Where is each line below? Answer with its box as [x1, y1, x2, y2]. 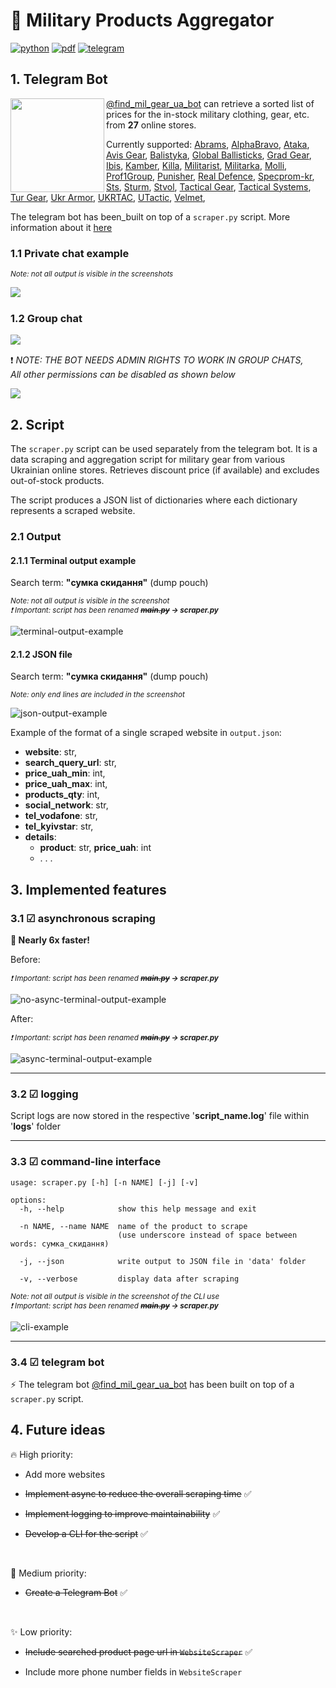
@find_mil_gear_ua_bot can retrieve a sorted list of [106, 97, 315, 109]
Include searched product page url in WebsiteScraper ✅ [24, 1645, 253, 1658]
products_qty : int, [24, 789, 100, 801]
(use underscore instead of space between [117, 1230, 298, 1240]
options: [10, 1195, 47, 1205]
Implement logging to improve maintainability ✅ [24, 1507, 221, 1519]
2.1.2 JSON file [10, 648, 73, 660]
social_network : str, [24, 799, 109, 811]
